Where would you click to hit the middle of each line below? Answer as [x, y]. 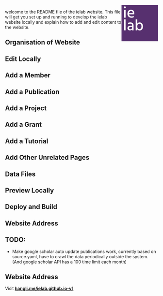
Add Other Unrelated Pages [47, 157]
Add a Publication [32, 92]
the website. [17, 27]
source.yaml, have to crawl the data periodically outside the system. [80, 256]
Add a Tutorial [27, 141]
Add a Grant [24, 125]
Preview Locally [30, 190]
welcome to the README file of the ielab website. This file [63, 12]
